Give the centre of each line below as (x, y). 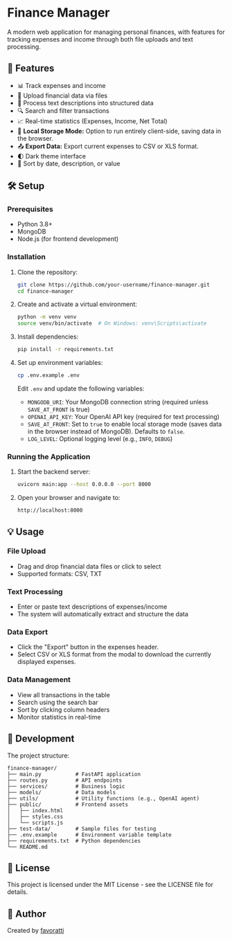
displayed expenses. (46, 662)
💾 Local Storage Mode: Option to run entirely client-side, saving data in (119, 131)
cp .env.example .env (48, 375)
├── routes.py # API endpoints (65, 780)
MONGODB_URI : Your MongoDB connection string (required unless (118, 402)
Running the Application (49, 456)
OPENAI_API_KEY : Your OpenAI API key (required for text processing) (124, 416)
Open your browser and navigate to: (69, 498)
